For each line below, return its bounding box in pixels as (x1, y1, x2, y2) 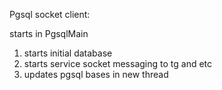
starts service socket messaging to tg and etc (23, 58, 213, 69)
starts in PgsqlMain (9, 28, 89, 39)
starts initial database (23, 47, 113, 59)
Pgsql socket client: (9, 9, 91, 20)
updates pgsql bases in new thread (23, 69, 169, 80)
